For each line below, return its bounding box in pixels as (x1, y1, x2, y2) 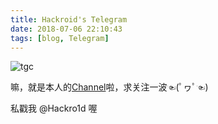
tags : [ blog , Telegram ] (10, 33, 110, 43)
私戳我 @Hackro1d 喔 (10, 102, 98, 115)
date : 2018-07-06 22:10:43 (10, 24, 123, 34)
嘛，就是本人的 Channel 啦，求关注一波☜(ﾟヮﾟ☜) (10, 81, 209, 93)
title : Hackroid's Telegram (10, 14, 128, 25)
